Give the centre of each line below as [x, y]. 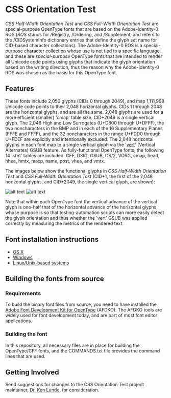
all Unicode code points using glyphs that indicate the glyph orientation [80, 61]
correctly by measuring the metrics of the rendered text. [65, 223]
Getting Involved [32, 372]
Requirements [23, 293]
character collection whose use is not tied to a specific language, [92, 51]
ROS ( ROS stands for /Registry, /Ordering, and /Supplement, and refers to [82, 34]
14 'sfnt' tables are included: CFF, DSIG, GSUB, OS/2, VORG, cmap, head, [82, 155]
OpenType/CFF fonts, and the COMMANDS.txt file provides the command [83, 351]
